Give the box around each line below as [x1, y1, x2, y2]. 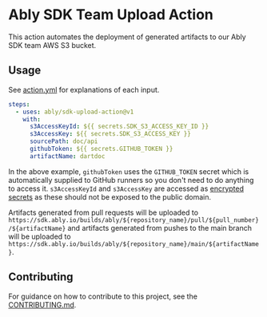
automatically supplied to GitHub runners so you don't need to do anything [8, 175, 254, 184]
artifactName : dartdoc [29, 152, 106, 160]
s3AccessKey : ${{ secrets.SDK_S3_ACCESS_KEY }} [29, 130, 192, 138]
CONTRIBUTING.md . [8, 299, 77, 309]
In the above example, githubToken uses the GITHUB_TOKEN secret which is [8, 166, 249, 176]
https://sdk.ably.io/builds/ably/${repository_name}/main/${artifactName [8, 240, 260, 248]
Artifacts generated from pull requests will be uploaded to [8, 208, 198, 217]
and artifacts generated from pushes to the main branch [67, 223, 253, 232]
